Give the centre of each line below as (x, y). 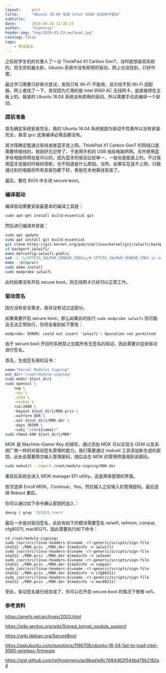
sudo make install (24, 267)
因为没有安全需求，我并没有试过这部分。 (46, 308)
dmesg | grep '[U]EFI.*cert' (35, 513)
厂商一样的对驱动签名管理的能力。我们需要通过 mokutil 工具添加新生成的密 (85, 451)
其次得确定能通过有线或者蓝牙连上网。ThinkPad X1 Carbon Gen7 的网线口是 (82, 145)
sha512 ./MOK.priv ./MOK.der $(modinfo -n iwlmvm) (58, 556)
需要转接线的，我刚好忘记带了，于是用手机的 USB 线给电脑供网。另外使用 (80, 151)
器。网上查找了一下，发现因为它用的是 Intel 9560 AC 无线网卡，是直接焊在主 (83, 90)
